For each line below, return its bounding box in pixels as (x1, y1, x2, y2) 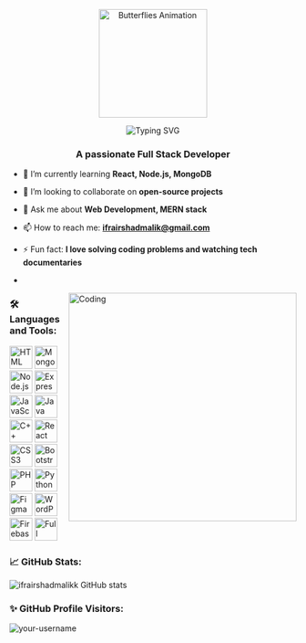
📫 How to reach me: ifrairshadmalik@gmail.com (22, 222, 210, 233)
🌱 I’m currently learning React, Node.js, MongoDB (22, 169, 212, 180)
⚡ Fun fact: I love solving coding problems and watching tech (22, 244, 258, 255)
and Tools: (9, 324, 57, 337)
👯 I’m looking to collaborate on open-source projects (22, 186, 223, 197)
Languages (9, 313, 61, 326)
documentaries (22, 257, 83, 269)
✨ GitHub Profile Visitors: (9, 602, 125, 615)
